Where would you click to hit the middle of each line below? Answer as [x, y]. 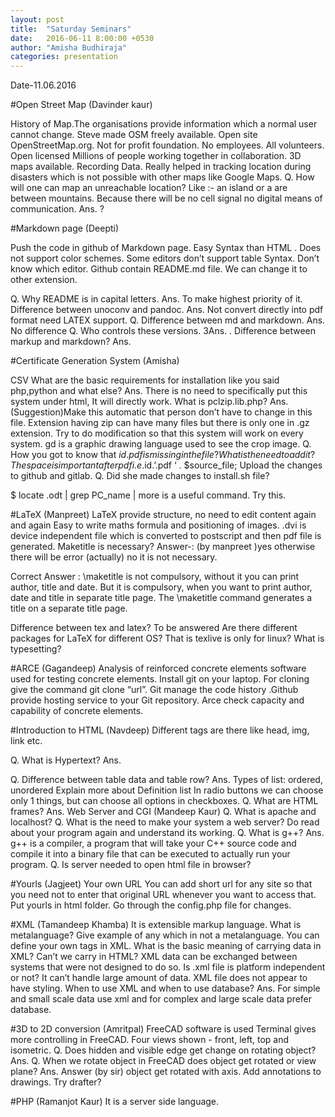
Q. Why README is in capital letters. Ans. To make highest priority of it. [156, 299]
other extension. [44, 280]
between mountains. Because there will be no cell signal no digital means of [166, 198]
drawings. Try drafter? [56, 1082]
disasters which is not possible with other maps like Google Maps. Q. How [162, 177]
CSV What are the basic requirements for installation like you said [145, 380]
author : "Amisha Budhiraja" [69, 47]
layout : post [37, 19]
